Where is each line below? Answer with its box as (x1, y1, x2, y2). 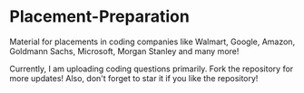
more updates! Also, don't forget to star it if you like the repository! (9, 72, 259, 83)
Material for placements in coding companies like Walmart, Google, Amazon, (9, 36, 296, 47)
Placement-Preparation (9, 6, 191, 27)
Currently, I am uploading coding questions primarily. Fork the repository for (9, 63, 294, 74)
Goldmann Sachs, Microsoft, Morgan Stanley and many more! (9, 45, 240, 56)
